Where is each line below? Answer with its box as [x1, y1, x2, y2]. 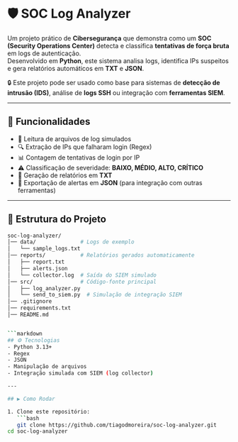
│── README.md [7, 311, 50, 319]
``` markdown [7, 330, 42, 337]
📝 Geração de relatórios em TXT [17, 171, 113, 179]
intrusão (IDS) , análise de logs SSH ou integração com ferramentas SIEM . [7, 88, 225, 96]
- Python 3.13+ [7, 343, 52, 350]
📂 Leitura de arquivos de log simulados [17, 134, 132, 143]
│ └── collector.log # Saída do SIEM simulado [7, 271, 157, 279]
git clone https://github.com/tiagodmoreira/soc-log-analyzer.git [16, 421, 217, 429]
